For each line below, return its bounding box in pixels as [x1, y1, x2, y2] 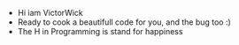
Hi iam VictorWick [17, 8, 84, 18]
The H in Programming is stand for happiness [17, 26, 183, 36]
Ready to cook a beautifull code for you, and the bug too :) [17, 17, 232, 27]
